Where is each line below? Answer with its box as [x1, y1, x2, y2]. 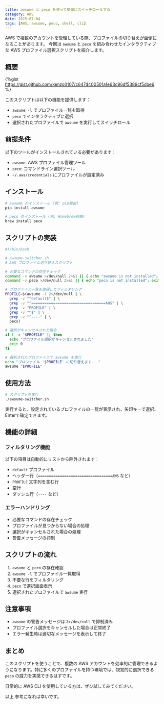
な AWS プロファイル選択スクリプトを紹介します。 [5, 47, 107, 53]
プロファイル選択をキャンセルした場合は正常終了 [12, 625, 111, 630]
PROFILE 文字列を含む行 [12, 478, 59, 484]
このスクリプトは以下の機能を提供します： [5, 97, 91, 103]
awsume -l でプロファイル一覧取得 [12, 571, 81, 577]
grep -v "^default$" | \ [9, 296, 60, 301]
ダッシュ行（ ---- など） [12, 491, 61, 497]
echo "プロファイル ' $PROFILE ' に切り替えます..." [5, 359, 101, 364]
